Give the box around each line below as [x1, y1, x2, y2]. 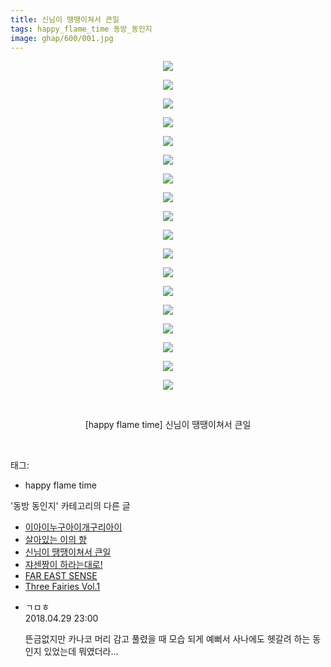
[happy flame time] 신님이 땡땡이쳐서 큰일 [84, 419, 252, 431]
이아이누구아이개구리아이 [24, 521, 123, 533]
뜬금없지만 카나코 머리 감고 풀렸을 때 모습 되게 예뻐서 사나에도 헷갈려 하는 [24, 633, 311, 645]
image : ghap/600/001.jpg [10, 33, 114, 43]
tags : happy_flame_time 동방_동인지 [10, 24, 153, 34]
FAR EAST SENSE [24, 570, 98, 582]
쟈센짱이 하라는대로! [24, 559, 103, 571]
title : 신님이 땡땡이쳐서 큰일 [10, 14, 120, 25]
